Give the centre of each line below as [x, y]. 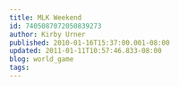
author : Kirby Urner [48, 34]
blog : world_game [42, 59]
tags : [19, 68]
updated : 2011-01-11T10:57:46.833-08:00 [86, 51]
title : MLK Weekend [46, 17]
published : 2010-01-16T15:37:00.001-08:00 [89, 43]
